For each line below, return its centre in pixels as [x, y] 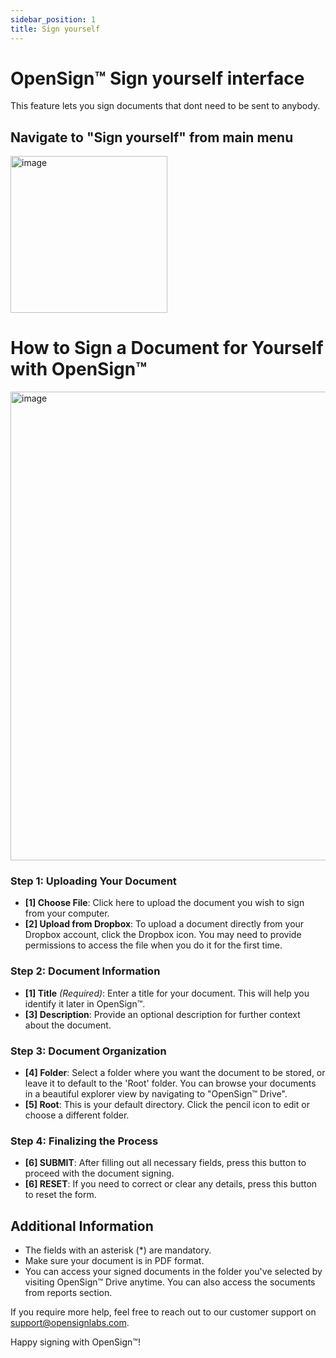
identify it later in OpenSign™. [85, 1003]
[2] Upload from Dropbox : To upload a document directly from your [164, 924]
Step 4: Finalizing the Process [84, 1141]
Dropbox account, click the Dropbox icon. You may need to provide [163, 935]
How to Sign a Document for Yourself [167, 348]
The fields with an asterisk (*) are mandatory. [118, 1250]
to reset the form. [60, 1195]
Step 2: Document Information [85, 971]
